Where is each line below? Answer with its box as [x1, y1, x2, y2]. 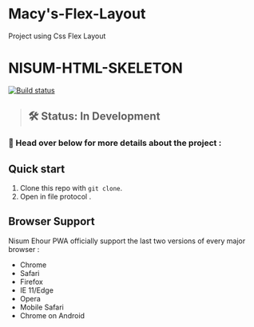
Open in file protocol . [19, 192, 92, 201]
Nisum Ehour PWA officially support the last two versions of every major [8, 236, 246, 246]
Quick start [8, 162, 65, 175]
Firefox [19, 277, 44, 286]
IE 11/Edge [19, 285, 54, 295]
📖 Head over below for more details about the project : [8, 137, 222, 148]
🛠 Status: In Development [27, 109, 161, 124]
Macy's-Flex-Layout [8, 5, 146, 23]
